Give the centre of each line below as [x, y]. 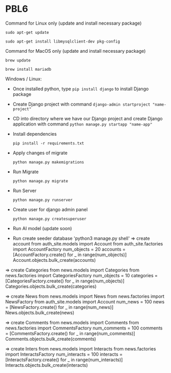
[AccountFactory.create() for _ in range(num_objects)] [70, 255]
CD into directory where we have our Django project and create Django [88, 118]
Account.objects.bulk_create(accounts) [54, 260]
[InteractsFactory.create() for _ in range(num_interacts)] [64, 360]
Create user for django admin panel [50, 209]
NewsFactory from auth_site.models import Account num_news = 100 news [85, 302]
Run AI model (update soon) [42, 228]
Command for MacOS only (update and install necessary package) [76, 51]
